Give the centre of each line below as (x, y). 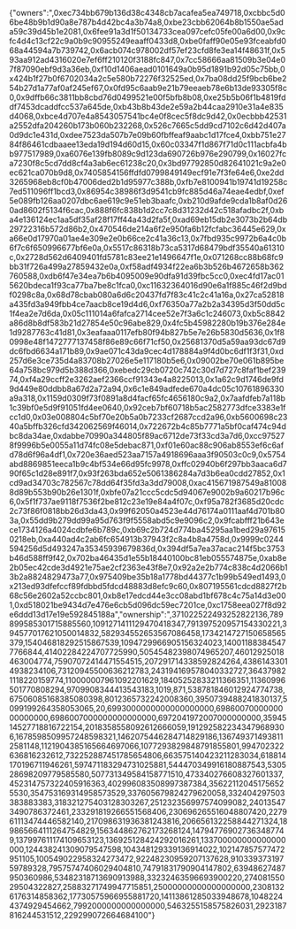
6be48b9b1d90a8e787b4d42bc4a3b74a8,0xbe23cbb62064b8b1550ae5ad (147, 22)
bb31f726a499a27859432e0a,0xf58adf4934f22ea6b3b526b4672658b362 (147, 266)
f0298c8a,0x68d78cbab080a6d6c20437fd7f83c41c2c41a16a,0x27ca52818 (147, 295)
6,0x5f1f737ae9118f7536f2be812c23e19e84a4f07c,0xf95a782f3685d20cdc (147, 502)
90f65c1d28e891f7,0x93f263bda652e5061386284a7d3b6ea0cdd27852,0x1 (147, 473)
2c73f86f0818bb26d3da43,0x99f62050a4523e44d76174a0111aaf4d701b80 (147, 511)
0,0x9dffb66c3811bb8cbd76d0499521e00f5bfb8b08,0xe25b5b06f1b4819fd (148, 97)
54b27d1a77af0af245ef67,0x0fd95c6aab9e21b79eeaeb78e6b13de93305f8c (148, 88)
